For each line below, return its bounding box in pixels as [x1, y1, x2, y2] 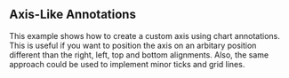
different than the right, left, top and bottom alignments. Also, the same [9, 49, 269, 60]
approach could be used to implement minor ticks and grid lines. [9, 58, 245, 69]
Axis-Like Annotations [9, 7, 136, 22]
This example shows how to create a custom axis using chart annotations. [9, 30, 280, 41]
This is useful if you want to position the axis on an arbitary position [9, 40, 257, 51]
